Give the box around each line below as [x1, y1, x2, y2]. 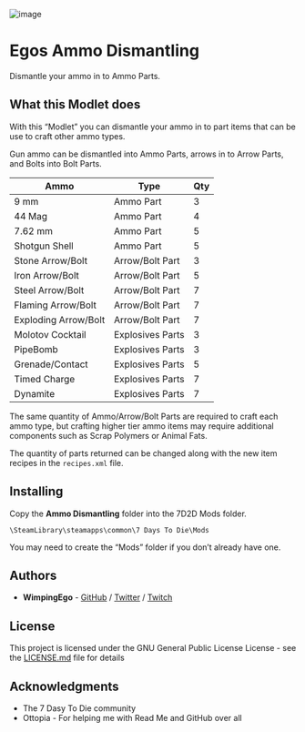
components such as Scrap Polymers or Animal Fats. [9, 430, 208, 441]
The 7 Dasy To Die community [22, 703, 137, 714]
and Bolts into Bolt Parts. [9, 158, 102, 168]
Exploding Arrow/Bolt [14, 313, 106, 326]
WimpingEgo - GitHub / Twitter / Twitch [22, 592, 173, 603]
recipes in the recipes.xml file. [9, 457, 125, 468]
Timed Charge [14, 372, 76, 385]
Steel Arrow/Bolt [14, 283, 85, 296]
